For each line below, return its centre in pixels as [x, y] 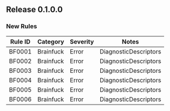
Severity [82, 42]
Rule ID [21, 42]
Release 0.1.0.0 [35, 10]
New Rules [22, 26]
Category [51, 42]
